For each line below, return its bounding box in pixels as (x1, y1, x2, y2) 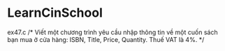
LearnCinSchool (7, 5, 103, 21)
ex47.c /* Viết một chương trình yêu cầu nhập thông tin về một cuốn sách (7, 28, 218, 36)
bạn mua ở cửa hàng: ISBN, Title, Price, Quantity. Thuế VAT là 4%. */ (7, 35, 205, 43)
